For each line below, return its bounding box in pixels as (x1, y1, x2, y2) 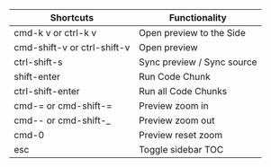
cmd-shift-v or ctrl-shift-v (14, 41, 131, 53)
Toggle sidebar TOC (138, 144, 224, 155)
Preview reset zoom (138, 129, 223, 141)
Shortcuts (50, 12, 95, 23)
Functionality (168, 12, 227, 23)
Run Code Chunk (138, 71, 212, 83)
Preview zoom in (138, 100, 209, 111)
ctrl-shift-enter (14, 85, 80, 97)
